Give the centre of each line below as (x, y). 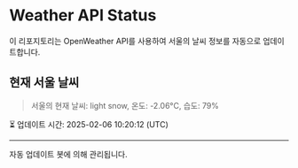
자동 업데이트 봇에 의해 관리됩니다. (68, 154)
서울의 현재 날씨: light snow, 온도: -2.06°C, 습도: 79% (125, 105)
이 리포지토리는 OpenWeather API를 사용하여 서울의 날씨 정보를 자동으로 (135, 41)
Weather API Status (83, 15)
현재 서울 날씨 (44, 83)
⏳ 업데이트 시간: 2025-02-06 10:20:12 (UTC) (89, 124)
